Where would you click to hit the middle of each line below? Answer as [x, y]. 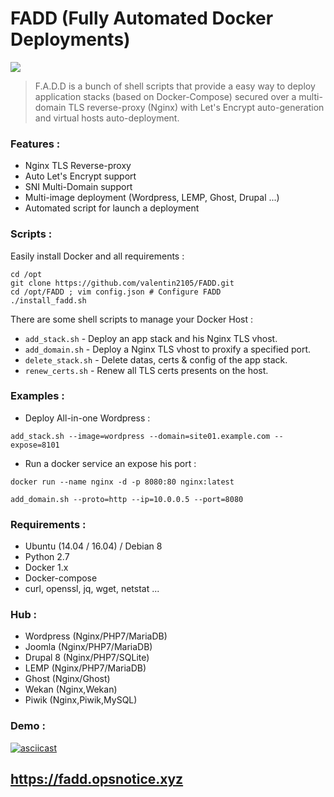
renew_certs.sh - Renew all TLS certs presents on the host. [146, 370]
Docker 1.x [46, 568]
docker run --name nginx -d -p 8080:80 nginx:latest [122, 482]
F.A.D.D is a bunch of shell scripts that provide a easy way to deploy [175, 86]
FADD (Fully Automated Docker [142, 18]
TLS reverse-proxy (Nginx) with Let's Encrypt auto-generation [196, 107]
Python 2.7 [47, 557]
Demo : [28, 726]
